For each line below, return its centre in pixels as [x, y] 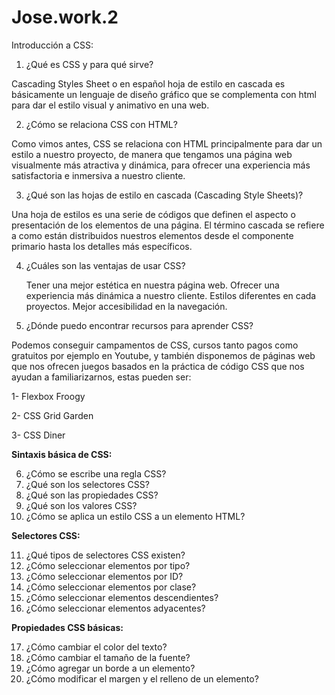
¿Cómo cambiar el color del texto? [96, 647]
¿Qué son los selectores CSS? [87, 484]
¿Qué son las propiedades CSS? [92, 495]
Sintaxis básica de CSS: [62, 454]
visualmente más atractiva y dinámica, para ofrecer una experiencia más [161, 165]
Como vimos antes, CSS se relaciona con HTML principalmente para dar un [167, 143]
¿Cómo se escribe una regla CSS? [96, 473]
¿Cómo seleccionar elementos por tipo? [108, 565]
